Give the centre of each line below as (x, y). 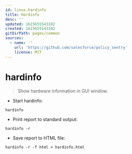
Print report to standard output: (45, 120)
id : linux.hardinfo (26, 10)
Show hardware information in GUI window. (63, 91)
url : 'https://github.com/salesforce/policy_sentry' (71, 47)
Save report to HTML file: (39, 138)
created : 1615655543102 (30, 29)
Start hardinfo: (28, 101)
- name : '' (21, 43)
